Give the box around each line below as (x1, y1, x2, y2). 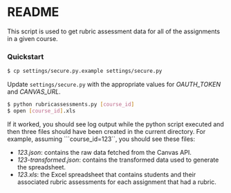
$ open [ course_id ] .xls (7, 107, 76, 115)
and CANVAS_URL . (7, 87, 61, 96)
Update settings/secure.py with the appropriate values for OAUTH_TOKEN (7, 81, 221, 89)
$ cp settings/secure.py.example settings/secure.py (7, 67, 163, 75)
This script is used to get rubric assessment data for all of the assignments (7, 27, 220, 35)
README (7, 4, 59, 20)
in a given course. (7, 34, 58, 42)
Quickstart (7, 51, 44, 61)
